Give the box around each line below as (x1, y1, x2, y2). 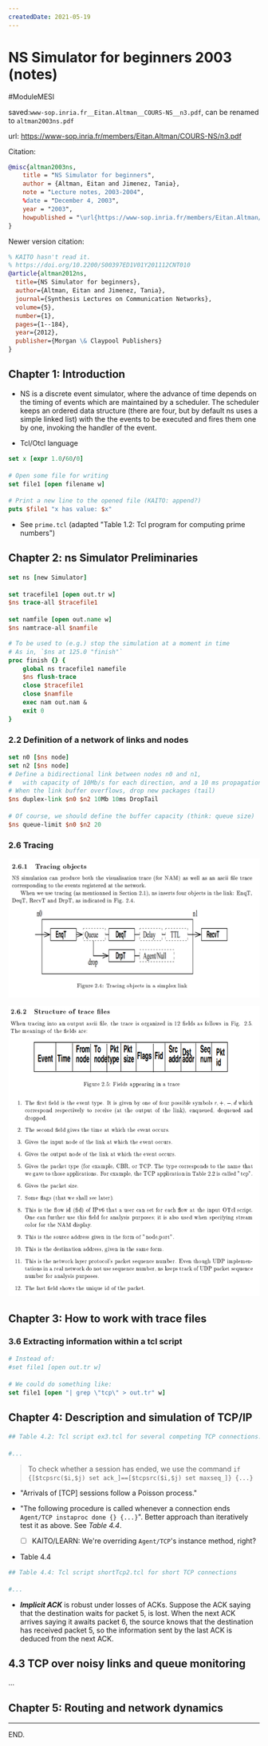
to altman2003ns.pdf (8, 116, 74, 125)
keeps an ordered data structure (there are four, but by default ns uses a (19, 406, 258, 415)
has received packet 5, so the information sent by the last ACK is (19, 1625, 233, 1635)
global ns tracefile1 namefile (22, 665, 127, 673)
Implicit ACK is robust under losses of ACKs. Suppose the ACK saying (19, 1600, 251, 1609)
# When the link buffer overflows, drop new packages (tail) (8, 787, 216, 795)
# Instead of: (8, 1355, 56, 1363)
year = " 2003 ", (22, 204, 73, 213)
